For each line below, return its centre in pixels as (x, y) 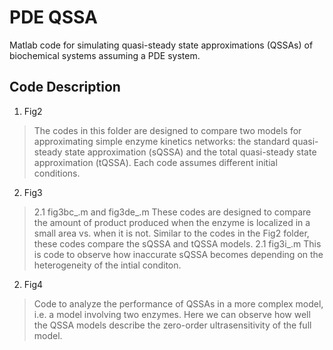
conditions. (57, 173)
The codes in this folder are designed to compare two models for (167, 130)
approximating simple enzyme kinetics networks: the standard (162, 141)
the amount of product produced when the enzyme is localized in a (172, 222)
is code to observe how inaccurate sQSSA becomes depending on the (178, 254)
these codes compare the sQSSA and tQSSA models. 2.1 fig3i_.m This (177, 243)
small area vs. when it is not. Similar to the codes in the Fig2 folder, (171, 233)
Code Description (65, 87)
